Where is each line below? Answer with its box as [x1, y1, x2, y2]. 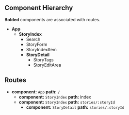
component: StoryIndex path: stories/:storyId [18, 99, 115, 105]
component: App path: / [11, 89, 60, 95]
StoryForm [26, 41, 48, 47]
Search [26, 36, 41, 42]
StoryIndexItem [26, 46, 57, 52]
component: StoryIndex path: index [18, 94, 91, 100]
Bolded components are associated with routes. [4, 16, 100, 22]
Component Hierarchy [4, 4, 73, 12]
